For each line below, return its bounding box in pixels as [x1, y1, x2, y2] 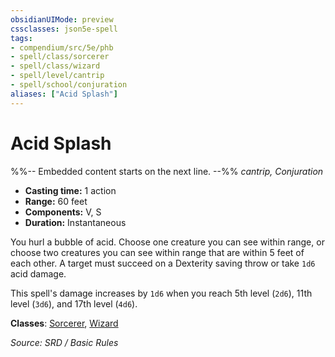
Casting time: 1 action [24, 184, 117, 196]
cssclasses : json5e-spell [10, 24, 118, 34]
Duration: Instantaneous [24, 216, 127, 228]
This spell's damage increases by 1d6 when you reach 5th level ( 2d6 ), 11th [10, 287, 313, 299]
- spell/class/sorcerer [10, 52, 110, 62]
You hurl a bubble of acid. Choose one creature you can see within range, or [10, 236, 325, 248]
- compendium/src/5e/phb [10, 42, 114, 53]
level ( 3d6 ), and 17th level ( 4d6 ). [10, 297, 138, 310]
